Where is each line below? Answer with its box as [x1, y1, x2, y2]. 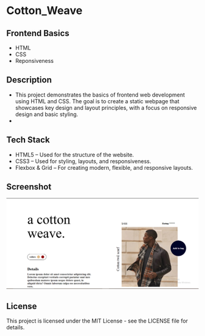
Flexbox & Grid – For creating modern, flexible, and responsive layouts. [15, 164, 193, 171]
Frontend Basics [6, 28, 70, 38]
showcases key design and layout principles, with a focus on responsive [15, 104, 197, 111]
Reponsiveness [15, 57, 54, 64]
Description [6, 75, 52, 86]
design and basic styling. [15, 111, 78, 118]
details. [6, 323, 25, 331]
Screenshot [6, 181, 52, 192]
